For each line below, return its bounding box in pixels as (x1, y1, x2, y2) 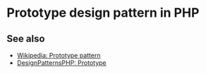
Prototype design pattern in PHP (6, 5, 200, 21)
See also (6, 33, 45, 45)
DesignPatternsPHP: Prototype (16, 59, 107, 67)
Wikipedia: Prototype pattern (16, 51, 101, 59)
